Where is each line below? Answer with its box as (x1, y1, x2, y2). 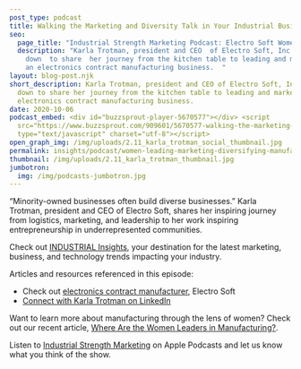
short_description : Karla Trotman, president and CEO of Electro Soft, (9, 80, 282, 89)
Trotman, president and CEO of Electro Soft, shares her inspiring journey (9, 205, 277, 216)
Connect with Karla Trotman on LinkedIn (21, 296, 172, 306)
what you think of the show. (9, 349, 112, 360)
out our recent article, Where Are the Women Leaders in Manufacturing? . (9, 322, 279, 333)
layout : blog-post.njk (9, 72, 94, 81)
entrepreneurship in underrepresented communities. (9, 225, 203, 236)
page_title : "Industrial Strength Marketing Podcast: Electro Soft (17, 38, 275, 47)
